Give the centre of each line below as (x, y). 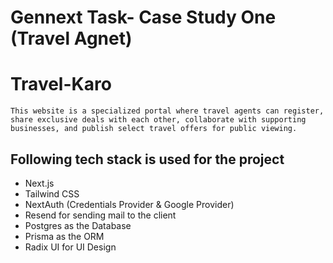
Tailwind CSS (52, 193)
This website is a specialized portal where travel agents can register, (167, 111)
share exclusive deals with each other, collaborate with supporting (158, 120)
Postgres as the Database (78, 225)
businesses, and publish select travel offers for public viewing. (154, 129)
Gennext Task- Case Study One (143, 17)
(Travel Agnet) (71, 38)
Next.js (39, 183)
